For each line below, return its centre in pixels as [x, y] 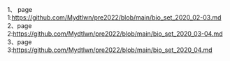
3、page [20, 42]
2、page [20, 26]
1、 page [20, 9]
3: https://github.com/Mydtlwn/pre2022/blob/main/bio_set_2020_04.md [110, 50]
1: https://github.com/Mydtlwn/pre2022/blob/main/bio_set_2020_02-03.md [114, 18]
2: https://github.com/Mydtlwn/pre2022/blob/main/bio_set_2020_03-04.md [115, 34]
